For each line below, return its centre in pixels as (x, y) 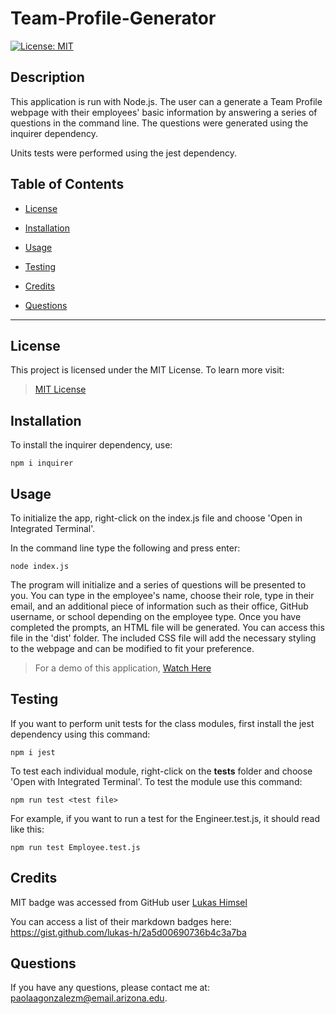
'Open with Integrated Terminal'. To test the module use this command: (156, 781)
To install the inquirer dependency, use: (91, 445)
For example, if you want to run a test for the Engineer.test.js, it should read (165, 818)
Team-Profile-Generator (113, 18)
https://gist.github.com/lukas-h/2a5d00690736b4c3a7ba (128, 932)
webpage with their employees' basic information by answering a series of (164, 112)
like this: (27, 829)
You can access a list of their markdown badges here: (121, 921)
